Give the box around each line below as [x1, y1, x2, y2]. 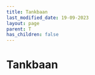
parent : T [6, 26, 32, 32]
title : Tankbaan [6, 9, 48, 15]
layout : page [6, 20, 40, 26]
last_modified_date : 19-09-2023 [6, 15, 89, 21]
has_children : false [6, 32, 59, 38]
